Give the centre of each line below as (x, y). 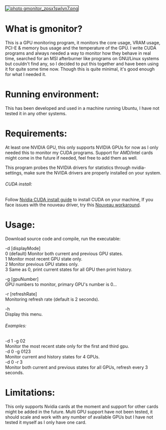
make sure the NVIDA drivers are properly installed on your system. (93, 172)
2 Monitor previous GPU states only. (42, 264)
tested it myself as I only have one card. (46, 423)
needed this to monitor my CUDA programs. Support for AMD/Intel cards (79, 153)
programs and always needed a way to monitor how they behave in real (78, 53)
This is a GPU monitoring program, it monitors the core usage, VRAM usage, (83, 42)
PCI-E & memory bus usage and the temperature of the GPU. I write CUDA (81, 48)
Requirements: (36, 133)
